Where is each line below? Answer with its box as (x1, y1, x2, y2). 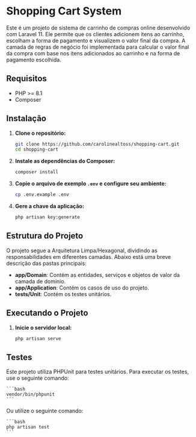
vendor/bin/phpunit (6, 391, 55, 398)
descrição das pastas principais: (6, 259, 87, 267)
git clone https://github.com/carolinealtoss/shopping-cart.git (14, 141, 180, 147)
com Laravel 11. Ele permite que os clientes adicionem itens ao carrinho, (6, 30, 185, 37)
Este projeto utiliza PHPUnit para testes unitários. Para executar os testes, (6, 368, 189, 376)
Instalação (6, 113, 47, 124)
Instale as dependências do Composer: (14, 158, 115, 165)
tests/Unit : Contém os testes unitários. (14, 290, 112, 297)
